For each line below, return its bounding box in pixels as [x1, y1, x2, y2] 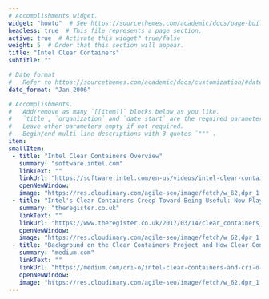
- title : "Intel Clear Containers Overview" [11, 152, 163, 160]
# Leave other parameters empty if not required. [8, 122, 184, 130]
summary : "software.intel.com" [18, 159, 124, 168]
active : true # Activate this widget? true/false [8, 34, 181, 42]
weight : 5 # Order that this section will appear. [8, 42, 184, 50]
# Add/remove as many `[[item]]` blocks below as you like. [8, 107, 220, 116]
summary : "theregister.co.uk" [18, 204, 120, 212]
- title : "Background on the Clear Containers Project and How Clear [11, 241, 249, 249]
